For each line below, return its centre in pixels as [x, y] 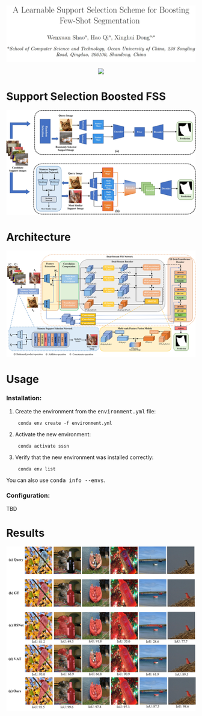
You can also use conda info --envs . [56, 480]
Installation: [24, 398]
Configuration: [28, 496]
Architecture [38, 237]
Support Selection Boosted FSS [86, 96]
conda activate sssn [43, 446]
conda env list [37, 469]
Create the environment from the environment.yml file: [85, 411]
